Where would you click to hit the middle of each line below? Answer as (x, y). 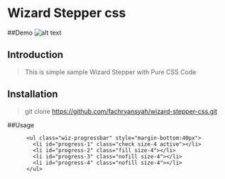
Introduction (35, 55)
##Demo (20, 33)
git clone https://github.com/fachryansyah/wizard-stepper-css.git (121, 111)
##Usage (21, 125)
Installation (33, 94)
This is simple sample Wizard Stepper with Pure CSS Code (110, 71)
